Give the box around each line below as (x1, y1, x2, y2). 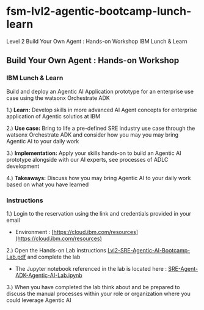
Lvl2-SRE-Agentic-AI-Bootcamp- (107, 246, 191, 254)
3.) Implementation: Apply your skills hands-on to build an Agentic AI (6, 149, 181, 157)
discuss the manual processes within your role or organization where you (6, 290, 191, 297)
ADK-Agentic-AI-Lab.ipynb (15, 271, 82, 279)
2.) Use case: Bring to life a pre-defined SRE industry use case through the (6, 124, 195, 132)
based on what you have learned (6, 181, 89, 188)
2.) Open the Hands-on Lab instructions (6, 246, 107, 254)
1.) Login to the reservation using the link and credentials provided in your (6, 210, 191, 217)
